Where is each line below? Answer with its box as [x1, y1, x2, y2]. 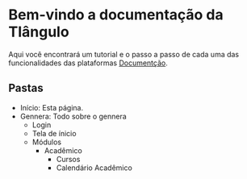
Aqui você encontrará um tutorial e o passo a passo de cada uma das [8, 49, 240, 59]
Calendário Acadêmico [56, 163, 133, 173]
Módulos [31, 137, 62, 147]
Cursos [56, 154, 81, 164]
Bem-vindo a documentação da [8, 6, 224, 24]
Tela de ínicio [31, 128, 77, 138]
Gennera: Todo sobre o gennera [19, 111, 127, 121]
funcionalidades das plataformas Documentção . [8, 58, 168, 68]
